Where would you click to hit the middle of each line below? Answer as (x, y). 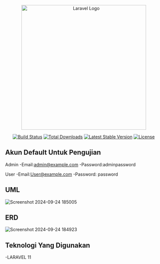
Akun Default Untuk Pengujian (53, 152)
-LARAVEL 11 (18, 258)
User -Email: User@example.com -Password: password (62, 174)
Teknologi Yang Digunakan (48, 245)
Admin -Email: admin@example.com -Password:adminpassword (71, 164)
